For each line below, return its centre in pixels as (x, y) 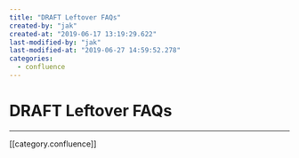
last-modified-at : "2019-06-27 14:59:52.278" (95, 51)
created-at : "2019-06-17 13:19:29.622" (83, 34)
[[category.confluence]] (53, 144)
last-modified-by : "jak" (55, 42)
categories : (31, 59)
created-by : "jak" (43, 26)
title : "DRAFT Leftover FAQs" (65, 17)
